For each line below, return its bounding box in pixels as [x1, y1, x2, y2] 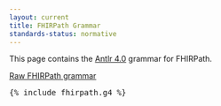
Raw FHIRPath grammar [9, 71, 97, 81]
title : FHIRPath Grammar [9, 21, 101, 30]
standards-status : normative [9, 29, 117, 38]
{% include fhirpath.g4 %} [9, 87, 127, 98]
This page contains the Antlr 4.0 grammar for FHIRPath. [9, 54, 213, 64]
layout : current [9, 12, 69, 22]
